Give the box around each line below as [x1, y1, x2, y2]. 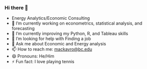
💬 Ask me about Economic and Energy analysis [11, 41, 107, 47]
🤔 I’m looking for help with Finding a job [11, 36, 91, 41]
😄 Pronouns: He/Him [11, 53, 55, 59]
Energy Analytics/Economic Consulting [11, 15, 90, 21]
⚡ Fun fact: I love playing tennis [11, 59, 74, 65]
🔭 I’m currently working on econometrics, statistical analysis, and [11, 20, 142, 26]
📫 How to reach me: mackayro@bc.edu [11, 46, 92, 52]
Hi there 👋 [4, 4, 29, 11]
